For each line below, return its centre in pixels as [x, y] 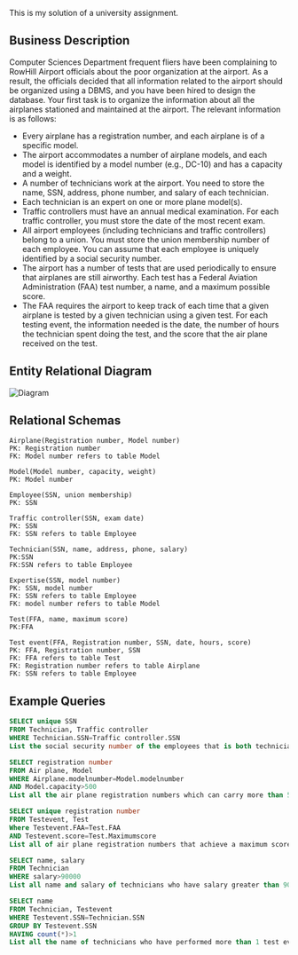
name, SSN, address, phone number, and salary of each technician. [145, 192]
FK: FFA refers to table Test [65, 659]
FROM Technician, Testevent [61, 909]
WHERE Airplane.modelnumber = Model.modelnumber [97, 779]
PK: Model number [41, 480]
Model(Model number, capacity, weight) [83, 472]
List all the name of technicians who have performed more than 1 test [144, 943]
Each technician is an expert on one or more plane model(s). [132, 201]
